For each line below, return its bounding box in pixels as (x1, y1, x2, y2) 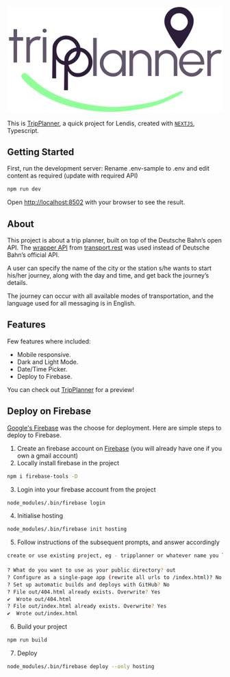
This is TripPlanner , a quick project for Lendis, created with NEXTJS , (7, 119, 195, 127)
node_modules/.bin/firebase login (7, 500, 106, 506)
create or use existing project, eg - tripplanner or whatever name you (7, 552, 219, 559)
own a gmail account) (16, 452, 79, 460)
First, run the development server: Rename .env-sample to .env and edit (7, 164, 210, 173)
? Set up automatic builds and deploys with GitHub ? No (7, 581, 170, 588)
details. (7, 279, 28, 287)
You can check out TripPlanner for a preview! (7, 385, 135, 393)
